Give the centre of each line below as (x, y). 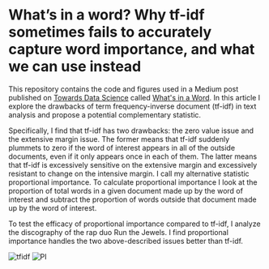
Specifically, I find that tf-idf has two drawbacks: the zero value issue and (131, 130)
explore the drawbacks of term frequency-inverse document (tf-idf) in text (132, 106)
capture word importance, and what (132, 49)
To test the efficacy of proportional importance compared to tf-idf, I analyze (134, 224)
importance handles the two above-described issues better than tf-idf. (126, 241)
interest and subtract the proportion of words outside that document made (132, 199)
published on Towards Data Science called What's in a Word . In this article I (134, 97)
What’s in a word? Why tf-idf (107, 15)
